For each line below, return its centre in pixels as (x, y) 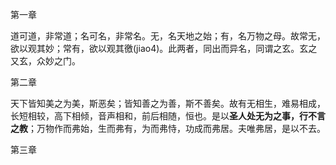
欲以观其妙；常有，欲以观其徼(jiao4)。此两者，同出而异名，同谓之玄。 (155, 48)
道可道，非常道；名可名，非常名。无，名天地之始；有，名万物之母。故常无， (168, 36)
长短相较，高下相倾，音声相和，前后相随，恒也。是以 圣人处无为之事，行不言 (168, 116)
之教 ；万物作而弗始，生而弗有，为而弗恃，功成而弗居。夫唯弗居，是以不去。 (168, 128)
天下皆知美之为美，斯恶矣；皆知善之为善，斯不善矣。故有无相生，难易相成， (168, 103)
